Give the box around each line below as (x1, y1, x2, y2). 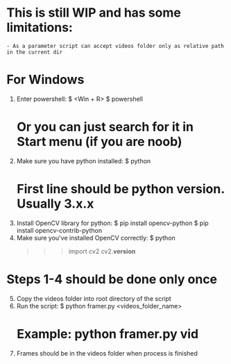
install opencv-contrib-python (16, 226, 102, 234)
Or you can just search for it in (16, 119, 194, 135)
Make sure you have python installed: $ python (16, 156, 151, 165)
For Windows (6, 72, 85, 88)
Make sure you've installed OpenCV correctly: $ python (16, 233, 176, 242)
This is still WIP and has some (6, 5, 181, 21)
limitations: (6, 19, 74, 35)
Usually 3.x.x (16, 196, 94, 211)
